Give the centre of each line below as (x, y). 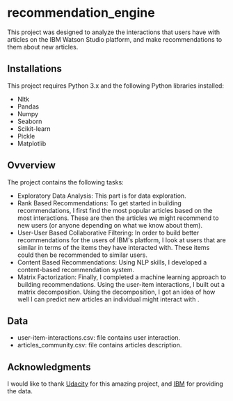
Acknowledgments (49, 367)
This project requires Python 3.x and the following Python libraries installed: (116, 86)
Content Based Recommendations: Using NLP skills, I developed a (112, 262)
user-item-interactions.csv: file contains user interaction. (99, 338)
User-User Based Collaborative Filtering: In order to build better (108, 233)
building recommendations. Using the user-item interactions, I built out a (121, 284)
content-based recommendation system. (75, 269)
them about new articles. (43, 47)
